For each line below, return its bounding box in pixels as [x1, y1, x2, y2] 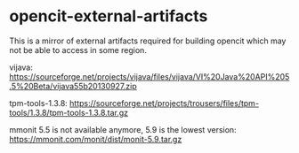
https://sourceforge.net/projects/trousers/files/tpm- [69, 97, 260, 108]
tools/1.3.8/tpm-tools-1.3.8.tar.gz [9, 107, 129, 118]
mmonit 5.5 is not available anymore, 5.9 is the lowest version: [9, 124, 238, 134]
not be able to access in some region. [9, 44, 147, 55]
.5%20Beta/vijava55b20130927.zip [9, 80, 137, 91]
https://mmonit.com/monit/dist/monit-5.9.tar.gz [9, 134, 182, 144]
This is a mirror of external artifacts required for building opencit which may [9, 35, 287, 46]
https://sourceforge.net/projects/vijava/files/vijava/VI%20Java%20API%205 [9, 71, 290, 81]
